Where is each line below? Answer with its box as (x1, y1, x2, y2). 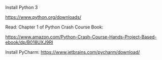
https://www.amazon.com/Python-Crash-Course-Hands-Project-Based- (5, 34, 157, 40)
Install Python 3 (5, 5, 38, 10)
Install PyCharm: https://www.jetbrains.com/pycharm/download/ (5, 49, 140, 55)
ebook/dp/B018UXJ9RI (5, 39, 53, 45)
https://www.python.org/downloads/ (5, 14, 82, 20)
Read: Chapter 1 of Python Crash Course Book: (5, 24, 104, 30)
